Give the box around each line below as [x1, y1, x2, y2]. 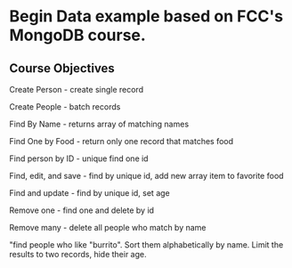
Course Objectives [9, 61, 116, 76]
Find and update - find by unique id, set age [9, 188, 171, 198]
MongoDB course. [9, 25, 147, 45]
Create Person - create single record [9, 85, 144, 94]
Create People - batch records [9, 102, 121, 112]
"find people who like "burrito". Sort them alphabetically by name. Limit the [9, 240, 284, 250]
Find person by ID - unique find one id [9, 153, 149, 164]
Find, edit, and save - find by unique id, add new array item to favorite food [9, 171, 284, 181]
